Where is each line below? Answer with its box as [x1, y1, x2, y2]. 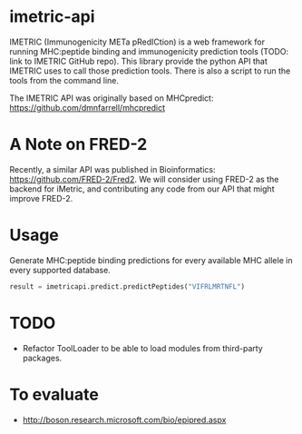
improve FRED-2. [9, 192, 73, 203]
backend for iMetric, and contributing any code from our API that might [9, 183, 275, 194]
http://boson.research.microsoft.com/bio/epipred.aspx [22, 414, 227, 425]
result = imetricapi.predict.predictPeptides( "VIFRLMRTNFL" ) [9, 281, 246, 291]
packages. [22, 352, 63, 363]
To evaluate [9, 384, 100, 405]
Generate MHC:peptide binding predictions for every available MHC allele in [9, 254, 293, 265]
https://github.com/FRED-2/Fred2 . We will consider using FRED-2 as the [9, 173, 279, 184]
